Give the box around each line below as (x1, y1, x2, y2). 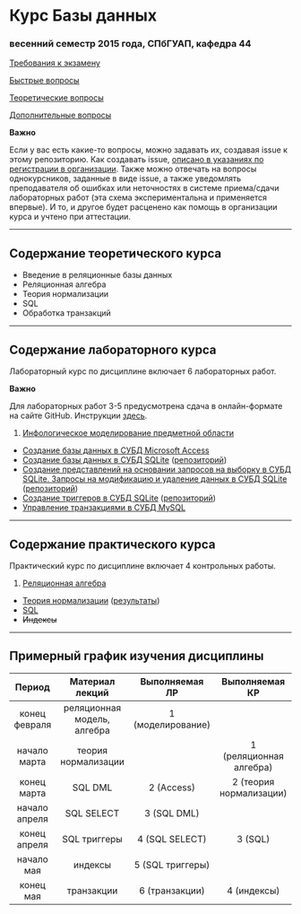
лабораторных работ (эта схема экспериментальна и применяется (9, 192, 267, 203)
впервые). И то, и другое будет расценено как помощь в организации (9, 202, 278, 213)
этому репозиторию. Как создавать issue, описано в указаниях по (9, 154, 264, 165)
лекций (75, 686, 109, 699)
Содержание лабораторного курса (9, 342, 217, 357)
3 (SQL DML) (144, 806, 200, 819)
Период (14, 681, 51, 693)
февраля (13, 718, 52, 731)
